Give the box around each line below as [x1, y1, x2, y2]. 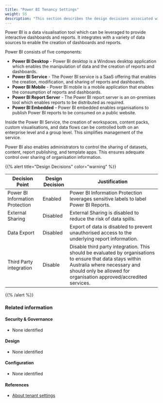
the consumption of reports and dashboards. [12, 89, 102, 95]
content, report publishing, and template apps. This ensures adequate [5, 149, 145, 155]
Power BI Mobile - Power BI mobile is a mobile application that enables [12, 84, 154, 90]
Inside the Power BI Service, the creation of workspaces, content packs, [5, 119, 149, 125]
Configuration [5, 360, 34, 366]
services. [69, 279, 91, 286]
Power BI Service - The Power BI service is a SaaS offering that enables [12, 74, 157, 80]
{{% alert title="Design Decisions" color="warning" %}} [5, 164, 116, 170]
